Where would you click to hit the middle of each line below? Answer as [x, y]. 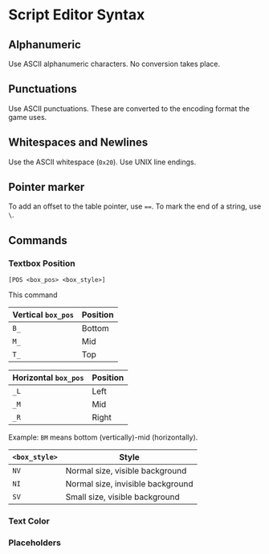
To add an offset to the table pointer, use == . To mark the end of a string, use [135, 206]
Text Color [29, 521]
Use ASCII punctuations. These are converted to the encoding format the [129, 108]
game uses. [28, 117]
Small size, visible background [123, 497]
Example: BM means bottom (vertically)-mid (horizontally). [103, 437]
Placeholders [35, 543]
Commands [38, 240]
